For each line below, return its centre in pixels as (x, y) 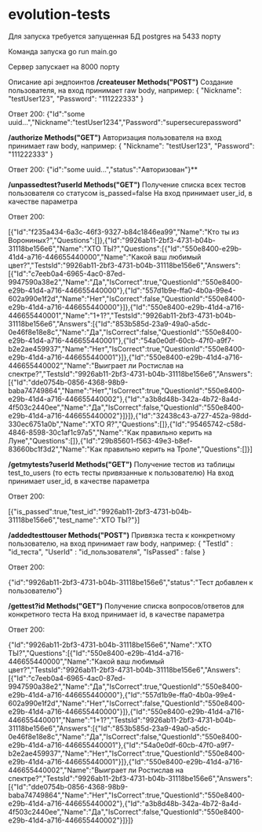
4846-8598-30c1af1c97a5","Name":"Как (74, 432)
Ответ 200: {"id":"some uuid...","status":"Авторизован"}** (103, 169)
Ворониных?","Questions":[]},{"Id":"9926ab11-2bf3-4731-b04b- (112, 240)
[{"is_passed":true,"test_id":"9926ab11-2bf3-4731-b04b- (100, 511)
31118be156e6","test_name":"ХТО (62, 520)
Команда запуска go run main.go (63, 51)
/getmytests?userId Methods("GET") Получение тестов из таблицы (122, 464)
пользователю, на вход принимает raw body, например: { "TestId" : (121, 543)
